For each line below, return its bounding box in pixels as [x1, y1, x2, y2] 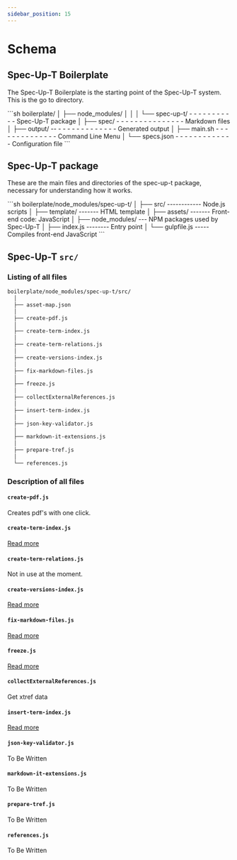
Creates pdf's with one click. [7, 508, 91, 517]
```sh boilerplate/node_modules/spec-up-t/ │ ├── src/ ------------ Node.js [7, 200, 226, 209]
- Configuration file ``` [7, 139, 71, 148]
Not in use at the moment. [7, 570, 83, 578]
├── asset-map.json [13, 301, 71, 309]
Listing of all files [7, 272, 67, 282]
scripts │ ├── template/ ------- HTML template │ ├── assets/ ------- [7, 207, 211, 216]
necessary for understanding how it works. [7, 186, 133, 195]
